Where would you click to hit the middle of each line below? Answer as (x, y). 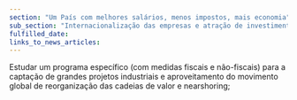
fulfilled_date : (39, 34)
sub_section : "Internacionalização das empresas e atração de (126, 26)
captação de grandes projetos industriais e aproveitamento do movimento (144, 77)
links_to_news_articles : (55, 42)
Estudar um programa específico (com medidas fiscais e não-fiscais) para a (147, 67)
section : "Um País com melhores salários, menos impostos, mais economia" (150, 17)
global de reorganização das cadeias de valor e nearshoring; (120, 86)
